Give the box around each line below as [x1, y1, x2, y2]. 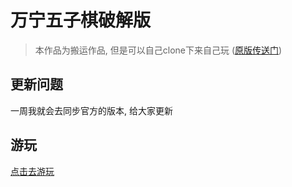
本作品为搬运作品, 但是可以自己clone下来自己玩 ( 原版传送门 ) [34, 44, 283, 56]
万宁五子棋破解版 [10, 9, 152, 32]
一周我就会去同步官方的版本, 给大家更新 [10, 104, 173, 116]
